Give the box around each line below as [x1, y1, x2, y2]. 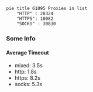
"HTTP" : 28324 [16, 11, 54, 16]
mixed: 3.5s [14, 62, 43, 69]
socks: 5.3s [14, 81, 43, 88]
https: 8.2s [14, 74, 41, 81]
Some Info [6, 34, 36, 42]
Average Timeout [6, 49, 49, 56]
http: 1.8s [14, 68, 37, 76]
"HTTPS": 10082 [16, 16, 54, 22]
